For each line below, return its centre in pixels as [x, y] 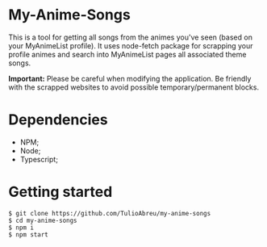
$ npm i [21, 228]
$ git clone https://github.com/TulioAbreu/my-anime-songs [110, 213]
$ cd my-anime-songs [43, 220]
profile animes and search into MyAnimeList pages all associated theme [127, 54]
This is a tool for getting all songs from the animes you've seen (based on [130, 37]
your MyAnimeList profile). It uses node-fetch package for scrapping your [131, 45]
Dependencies [58, 120]
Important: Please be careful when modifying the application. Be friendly [130, 78]
